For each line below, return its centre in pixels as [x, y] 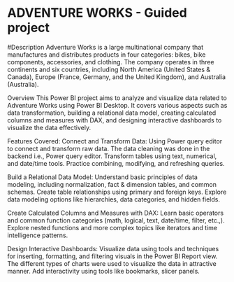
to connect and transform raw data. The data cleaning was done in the [109, 148]
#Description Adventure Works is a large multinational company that [105, 47]
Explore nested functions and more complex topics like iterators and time [112, 227]
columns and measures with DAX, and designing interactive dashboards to [115, 120]
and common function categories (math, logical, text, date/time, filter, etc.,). [116, 220]
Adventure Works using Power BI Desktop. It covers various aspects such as [117, 105]
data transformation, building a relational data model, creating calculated [112, 113]
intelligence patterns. [38, 235]
